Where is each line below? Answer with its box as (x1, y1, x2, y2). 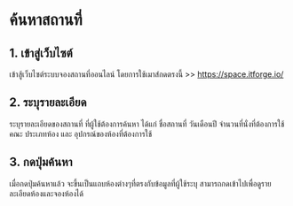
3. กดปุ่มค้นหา (9, 155, 73, 170)
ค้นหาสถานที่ (9, 10, 83, 30)
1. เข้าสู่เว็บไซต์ (9, 45, 73, 60)
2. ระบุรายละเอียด (9, 95, 87, 111)
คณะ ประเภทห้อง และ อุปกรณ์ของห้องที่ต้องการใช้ (9, 128, 153, 139)
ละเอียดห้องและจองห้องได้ (9, 187, 84, 199)
